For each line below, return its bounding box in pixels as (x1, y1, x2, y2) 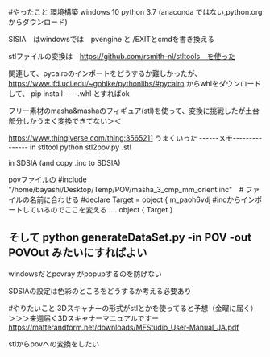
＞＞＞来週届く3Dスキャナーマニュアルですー (8, 313, 160, 323)
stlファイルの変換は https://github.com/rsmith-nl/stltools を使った (8, 52, 236, 61)
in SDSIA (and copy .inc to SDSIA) (8, 158, 121, 167)
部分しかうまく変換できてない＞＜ (8, 116, 122, 125)
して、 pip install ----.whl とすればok (8, 89, 131, 99)
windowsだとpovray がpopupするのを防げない (8, 269, 163, 279)
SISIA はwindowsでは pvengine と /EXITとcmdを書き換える (8, 35, 215, 44)
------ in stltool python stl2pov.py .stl (8, 142, 131, 152)
